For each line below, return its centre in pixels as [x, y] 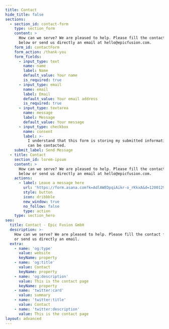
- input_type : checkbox [44, 127]
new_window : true [41, 202]
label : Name [36, 71]
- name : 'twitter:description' [47, 309]
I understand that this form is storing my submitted [85, 141]
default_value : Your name [51, 75]
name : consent [38, 131]
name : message [38, 113]
